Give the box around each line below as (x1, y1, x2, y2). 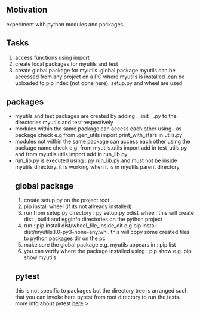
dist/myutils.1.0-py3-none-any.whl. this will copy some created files (23, 229, 190, 236)
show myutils (23, 254, 57, 261)
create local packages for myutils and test (14, 60, 118, 68)
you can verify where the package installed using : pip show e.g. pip (23, 248, 192, 255)
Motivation (6, 5, 48, 15)
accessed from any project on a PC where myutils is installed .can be (14, 73, 185, 80)
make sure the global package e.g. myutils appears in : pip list (23, 241, 176, 248)
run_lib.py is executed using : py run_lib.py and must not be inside (14, 157, 177, 164)
